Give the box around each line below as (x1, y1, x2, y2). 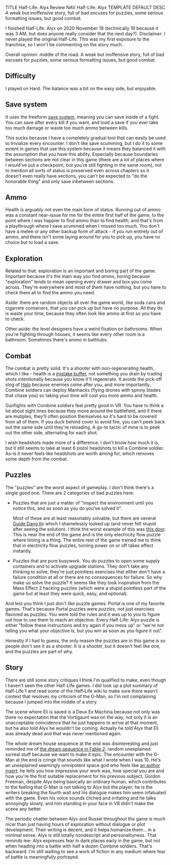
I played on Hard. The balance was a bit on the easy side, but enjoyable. (5, 85, 157, 91)
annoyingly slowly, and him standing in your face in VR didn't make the (5, 800, 154, 807)
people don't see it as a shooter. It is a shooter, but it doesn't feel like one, (5, 643, 161, 649)
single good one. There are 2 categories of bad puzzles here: (5, 490, 134, 496)
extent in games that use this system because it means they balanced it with (5, 146, 166, 152)
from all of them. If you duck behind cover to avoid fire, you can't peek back (5, 419, 165, 425)
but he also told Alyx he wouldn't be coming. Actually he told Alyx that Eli (5, 725, 159, 731)
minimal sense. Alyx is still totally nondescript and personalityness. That (5, 832, 157, 838)
